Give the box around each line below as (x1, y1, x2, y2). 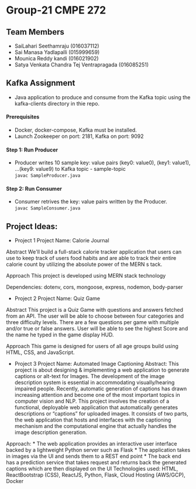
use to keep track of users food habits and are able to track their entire (6, 255, 177, 262)
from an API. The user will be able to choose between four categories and (6, 312, 184, 320)
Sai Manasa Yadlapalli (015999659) (14, 49, 100, 56)
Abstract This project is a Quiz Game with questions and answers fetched (6, 306, 183, 313)
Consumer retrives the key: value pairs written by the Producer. (14, 198, 168, 205)
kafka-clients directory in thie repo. (14, 100, 99, 107)
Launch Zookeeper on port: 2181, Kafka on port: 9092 (14, 133, 145, 140)
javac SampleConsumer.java (14, 205, 81, 211)
